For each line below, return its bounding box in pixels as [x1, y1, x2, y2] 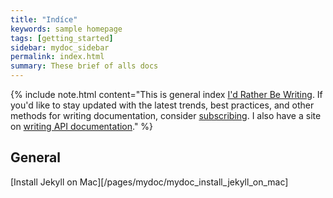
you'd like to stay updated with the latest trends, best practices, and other [10, 99, 315, 111]
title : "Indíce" [10, 14, 78, 25]
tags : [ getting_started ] [10, 33, 114, 43]
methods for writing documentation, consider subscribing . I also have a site [10, 110, 322, 121]
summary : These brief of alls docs [10, 61, 159, 71]
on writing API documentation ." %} [10, 121, 154, 132]
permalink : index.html [10, 52, 105, 62]
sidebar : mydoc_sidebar [10, 42, 110, 53]
